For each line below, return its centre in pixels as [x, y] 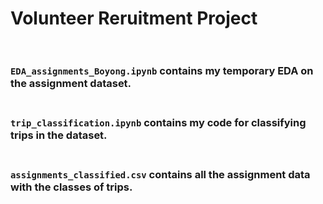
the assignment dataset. [71, 84]
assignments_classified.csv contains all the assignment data [160, 174]
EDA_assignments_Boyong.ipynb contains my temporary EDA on [162, 71]
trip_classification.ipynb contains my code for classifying [158, 123]
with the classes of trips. [71, 187]
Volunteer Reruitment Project [134, 18]
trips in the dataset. [59, 135]
